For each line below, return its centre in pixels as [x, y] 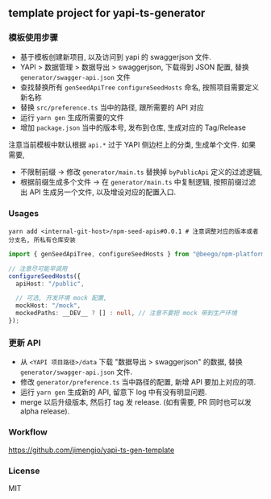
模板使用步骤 [33, 38]
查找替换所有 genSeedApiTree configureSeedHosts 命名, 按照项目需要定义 [140, 87]
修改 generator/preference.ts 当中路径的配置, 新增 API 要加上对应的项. [138, 382]
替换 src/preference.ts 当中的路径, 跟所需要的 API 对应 [112, 107]
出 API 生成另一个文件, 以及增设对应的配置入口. [98, 192]
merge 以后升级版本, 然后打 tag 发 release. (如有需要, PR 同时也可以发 [136, 402]
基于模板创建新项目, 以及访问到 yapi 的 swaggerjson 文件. [116, 56]
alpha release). [45, 411]
